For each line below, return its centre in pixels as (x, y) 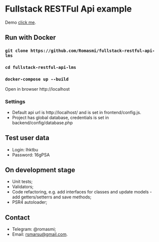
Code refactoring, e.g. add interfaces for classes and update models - (82, 192)
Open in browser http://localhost (38, 89)
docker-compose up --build (37, 79)
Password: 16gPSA (31, 155)
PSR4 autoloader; (30, 202)
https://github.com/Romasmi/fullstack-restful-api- (93, 51)
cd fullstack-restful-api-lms (41, 67)
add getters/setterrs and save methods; (52, 197)
